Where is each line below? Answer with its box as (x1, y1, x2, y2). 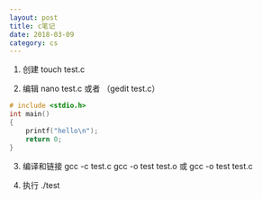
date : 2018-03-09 (9, 30, 75, 39)
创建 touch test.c (22, 64, 86, 75)
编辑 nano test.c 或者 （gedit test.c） (22, 83, 160, 95)
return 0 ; (25, 134, 63, 144)
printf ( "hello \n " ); (25, 126, 99, 135)
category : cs (9, 38, 59, 48)
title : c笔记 (9, 22, 56, 31)
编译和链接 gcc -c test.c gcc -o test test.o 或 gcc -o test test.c (22, 160, 254, 171)
